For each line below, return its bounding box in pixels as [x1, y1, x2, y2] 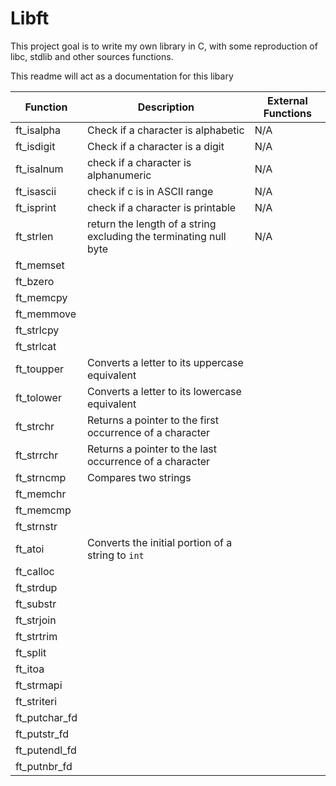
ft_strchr [15, 419, 55, 433]
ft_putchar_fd [15, 710, 78, 724]
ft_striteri [15, 694, 58, 708]
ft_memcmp [15, 503, 72, 517]
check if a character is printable [86, 200, 237, 214]
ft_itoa [15, 662, 45, 676]
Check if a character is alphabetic [86, 123, 245, 137]
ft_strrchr [15, 448, 59, 462]
